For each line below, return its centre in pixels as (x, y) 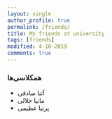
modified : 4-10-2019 (37, 46)
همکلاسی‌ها (24, 77)
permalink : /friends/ (39, 27)
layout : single (29, 14)
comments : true (29, 54)
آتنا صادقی (31, 93)
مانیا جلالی (31, 101)
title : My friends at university (56, 33)
